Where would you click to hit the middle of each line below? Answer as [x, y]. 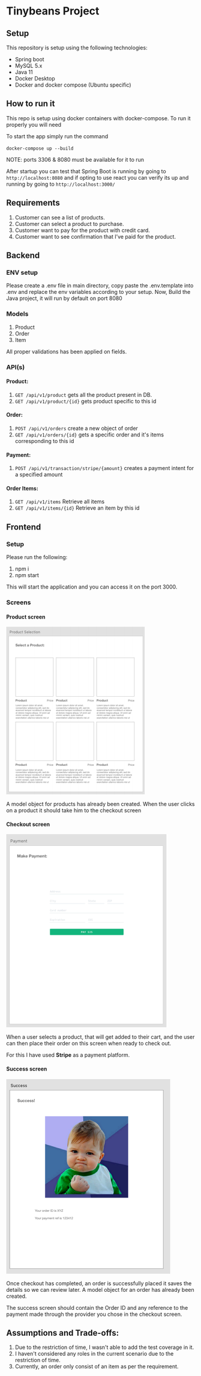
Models [17, 314]
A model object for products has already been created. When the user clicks [100, 804]
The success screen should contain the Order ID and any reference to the [97, 1307]
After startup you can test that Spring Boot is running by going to [86, 171]
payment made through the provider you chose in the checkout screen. [94, 1314]
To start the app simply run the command [57, 136]
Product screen [26, 617]
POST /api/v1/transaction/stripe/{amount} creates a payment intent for [104, 468]
